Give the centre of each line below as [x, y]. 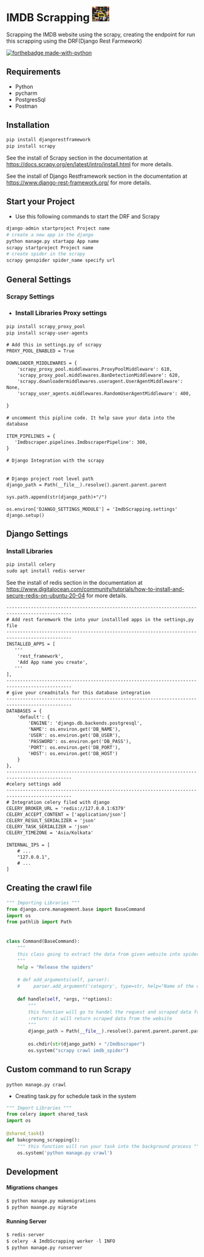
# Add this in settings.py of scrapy [54, 345]
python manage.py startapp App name [53, 241]
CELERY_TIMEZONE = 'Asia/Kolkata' [50, 833]
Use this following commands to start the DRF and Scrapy [87, 216]
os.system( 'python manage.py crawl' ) [65, 1153]
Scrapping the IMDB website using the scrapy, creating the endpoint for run [101, 34]
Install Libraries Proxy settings [61, 313]
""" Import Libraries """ [39, 1108]
